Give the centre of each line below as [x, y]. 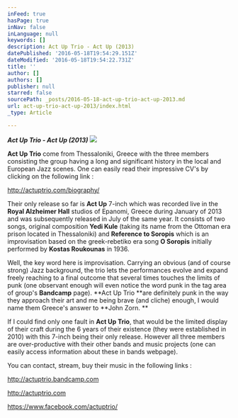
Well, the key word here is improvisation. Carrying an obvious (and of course [119, 262]
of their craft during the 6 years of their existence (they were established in [117, 329]
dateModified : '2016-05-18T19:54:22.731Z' [71, 60]
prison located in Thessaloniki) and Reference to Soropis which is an [108, 234]
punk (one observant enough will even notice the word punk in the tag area [117, 285]
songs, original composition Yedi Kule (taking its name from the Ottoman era [119, 226]
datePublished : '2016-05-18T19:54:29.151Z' [73, 54]
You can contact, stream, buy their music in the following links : [100, 365]
